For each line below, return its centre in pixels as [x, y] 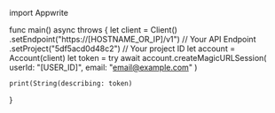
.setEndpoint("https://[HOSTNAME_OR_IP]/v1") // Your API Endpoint [133, 39]
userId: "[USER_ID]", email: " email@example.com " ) [103, 67]
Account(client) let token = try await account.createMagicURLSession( [138, 58]
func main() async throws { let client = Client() [93, 30]
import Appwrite [39, 13]
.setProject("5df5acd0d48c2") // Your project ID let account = [122, 49]
